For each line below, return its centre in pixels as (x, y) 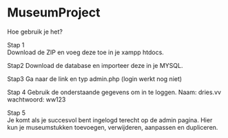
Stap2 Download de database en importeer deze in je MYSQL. (95, 65)
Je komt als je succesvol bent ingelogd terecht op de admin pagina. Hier (110, 120)
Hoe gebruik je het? (35, 32)
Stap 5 (17, 113)
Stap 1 (16, 45)
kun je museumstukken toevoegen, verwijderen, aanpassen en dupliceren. (113, 127)
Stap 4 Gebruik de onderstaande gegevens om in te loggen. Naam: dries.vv (114, 92)
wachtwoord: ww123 (37, 99)
